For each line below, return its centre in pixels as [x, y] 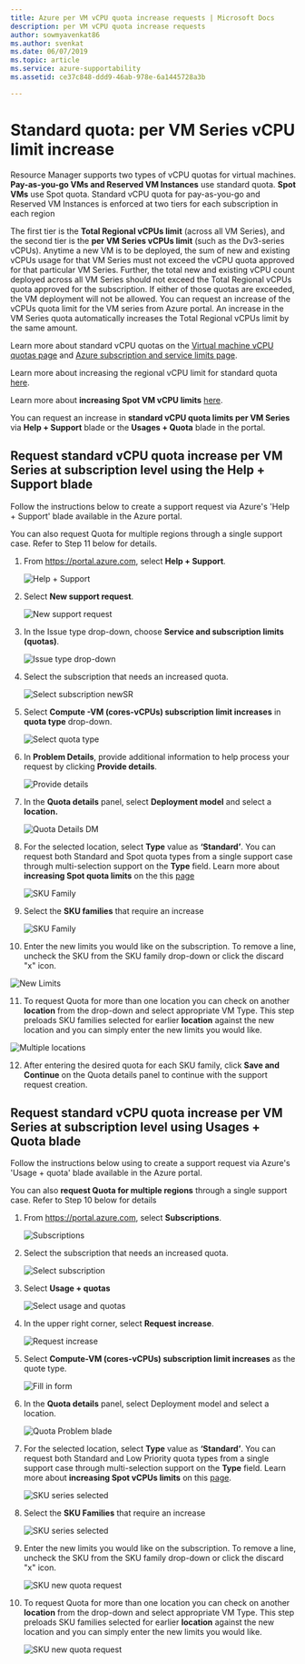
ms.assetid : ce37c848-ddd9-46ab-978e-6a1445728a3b [108, 77]
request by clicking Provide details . [90, 766]
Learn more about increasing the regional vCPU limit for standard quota [144, 372]
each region [33, 213]
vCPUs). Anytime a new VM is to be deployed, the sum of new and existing [150, 250]
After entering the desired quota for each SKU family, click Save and [152, 1065]
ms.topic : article [45, 60]
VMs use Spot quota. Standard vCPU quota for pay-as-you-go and [136, 194]
